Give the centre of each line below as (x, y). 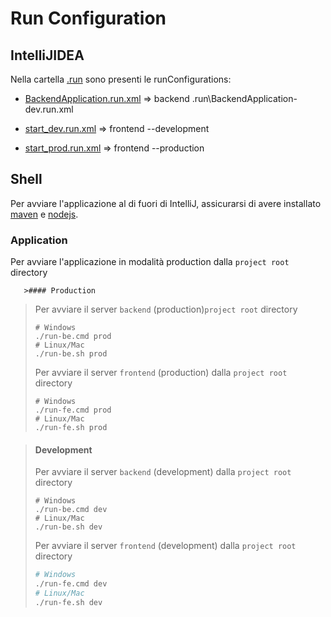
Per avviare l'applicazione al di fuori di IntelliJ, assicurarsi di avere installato (166, 203)
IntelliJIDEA (47, 55)
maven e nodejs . (44, 214)
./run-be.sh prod (71, 354)
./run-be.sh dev (68, 527)
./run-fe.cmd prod (73, 410)
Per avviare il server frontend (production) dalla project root (161, 373)
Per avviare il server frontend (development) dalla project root (165, 546)
